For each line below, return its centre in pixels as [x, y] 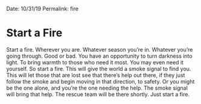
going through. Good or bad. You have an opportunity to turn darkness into [99, 56]
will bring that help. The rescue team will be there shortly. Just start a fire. [98, 94]
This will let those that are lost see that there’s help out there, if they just [96, 75]
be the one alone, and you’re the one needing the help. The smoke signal [97, 88]
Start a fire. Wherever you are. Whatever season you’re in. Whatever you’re [100, 49]
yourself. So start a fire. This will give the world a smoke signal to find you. [99, 69]
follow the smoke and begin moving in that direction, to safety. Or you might [101, 81]
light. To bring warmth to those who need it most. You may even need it [95, 62]
